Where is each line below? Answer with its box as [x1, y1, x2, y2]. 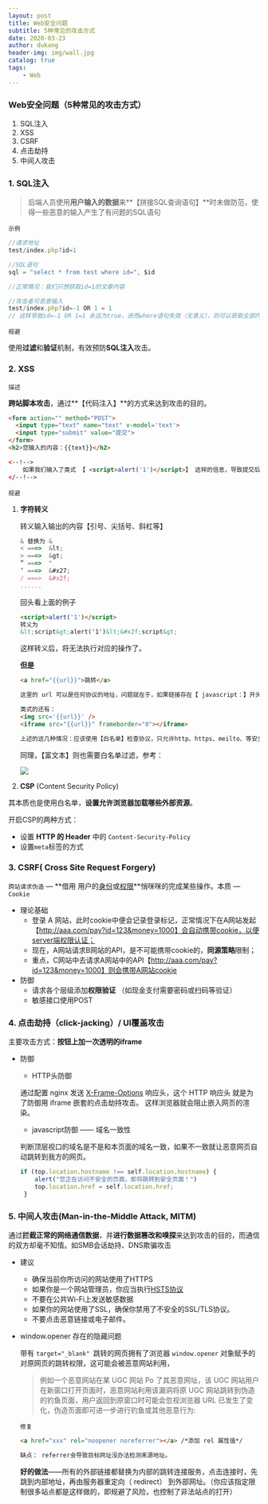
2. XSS [8, 363, 35, 374]
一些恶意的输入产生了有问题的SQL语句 [34, 207, 161, 217]
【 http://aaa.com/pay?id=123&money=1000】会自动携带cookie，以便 [31, 925, 260, 934]
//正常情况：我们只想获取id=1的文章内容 [8, 282, 125, 290]
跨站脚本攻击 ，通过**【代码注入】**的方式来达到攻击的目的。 [8, 398, 211, 408]
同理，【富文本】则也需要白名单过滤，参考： [19, 750, 164, 760]
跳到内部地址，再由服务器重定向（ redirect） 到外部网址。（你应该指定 [19, 1477, 249, 1486]
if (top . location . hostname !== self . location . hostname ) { [19, 1168, 217, 1176]
